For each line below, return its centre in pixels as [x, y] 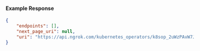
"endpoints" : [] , [38, 26]
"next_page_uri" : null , [46, 31]
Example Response [30, 8]
